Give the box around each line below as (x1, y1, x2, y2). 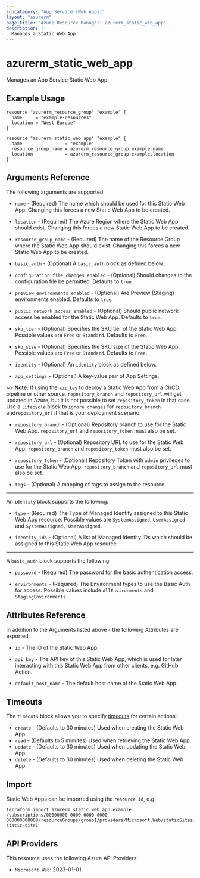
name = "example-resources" (11, 114, 92, 120)
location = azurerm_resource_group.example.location (11, 151, 174, 157)
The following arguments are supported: (6, 188, 105, 196)
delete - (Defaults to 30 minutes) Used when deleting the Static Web (14, 756, 184, 763)
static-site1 (6, 823, 39, 829)
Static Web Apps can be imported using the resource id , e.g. (6, 795, 156, 802)
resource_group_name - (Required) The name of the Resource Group (14, 235, 180, 243)
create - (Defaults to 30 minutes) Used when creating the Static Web (14, 724, 185, 731)
